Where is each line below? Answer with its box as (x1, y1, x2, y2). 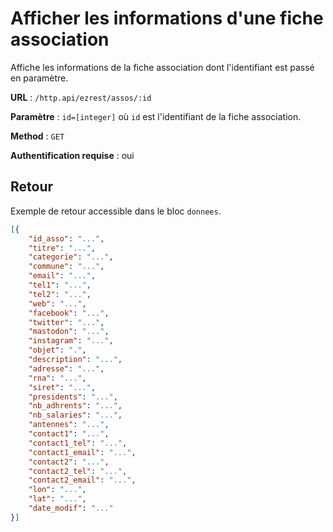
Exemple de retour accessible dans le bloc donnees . (10, 205, 222, 217)
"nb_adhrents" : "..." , (28, 401, 123, 411)
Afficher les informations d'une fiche (10, 7, 324, 30)
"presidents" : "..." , (28, 392, 118, 402)
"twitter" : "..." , (28, 317, 105, 327)
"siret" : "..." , (28, 382, 97, 392)
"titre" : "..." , (28, 243, 97, 253)
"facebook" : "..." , (28, 308, 110, 318)
